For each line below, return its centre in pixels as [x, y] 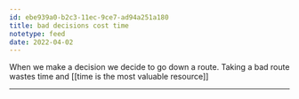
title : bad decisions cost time [69, 26]
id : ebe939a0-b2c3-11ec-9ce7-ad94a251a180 [89, 17]
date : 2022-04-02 [41, 42]
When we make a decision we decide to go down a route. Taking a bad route [149, 67]
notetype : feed [37, 34]
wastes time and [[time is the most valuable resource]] [109, 77]
